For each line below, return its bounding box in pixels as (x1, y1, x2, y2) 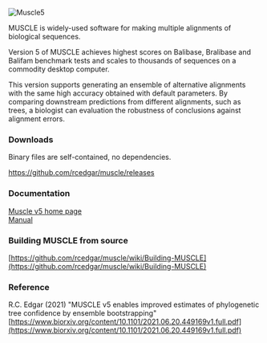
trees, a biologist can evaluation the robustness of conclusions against (8, 105, 241, 115)
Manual (8, 214, 34, 224)
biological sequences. (8, 32, 81, 41)
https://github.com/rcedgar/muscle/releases (8, 168, 155, 178)
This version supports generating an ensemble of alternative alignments (8, 80, 246, 89)
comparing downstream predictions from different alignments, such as (8, 97, 241, 106)
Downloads (8, 133, 54, 145)
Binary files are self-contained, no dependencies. (8, 153, 172, 162)
